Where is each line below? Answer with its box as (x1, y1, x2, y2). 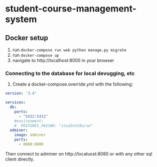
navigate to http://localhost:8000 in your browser (12, 57, 114, 63)
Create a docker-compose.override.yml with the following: (12, 81, 133, 87)
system (5, 13, 37, 25)
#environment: (14, 118, 44, 123)
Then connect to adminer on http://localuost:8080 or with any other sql (5, 150, 152, 156)
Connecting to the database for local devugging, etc (5, 69, 135, 76)
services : (5, 100, 26, 105)
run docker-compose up (12, 52, 59, 58)
